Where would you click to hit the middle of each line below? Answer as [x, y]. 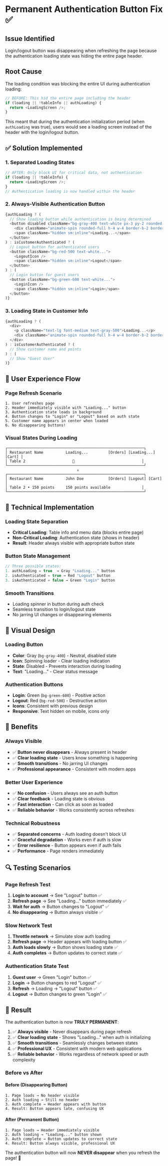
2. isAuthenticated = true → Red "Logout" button [58, 576]
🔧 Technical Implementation [49, 507]
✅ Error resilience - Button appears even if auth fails [67, 845]
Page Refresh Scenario [33, 393]
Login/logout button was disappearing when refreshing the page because [81, 51]
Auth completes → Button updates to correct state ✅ [67, 953]
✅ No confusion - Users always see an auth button [65, 793]
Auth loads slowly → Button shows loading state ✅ [65, 947]
